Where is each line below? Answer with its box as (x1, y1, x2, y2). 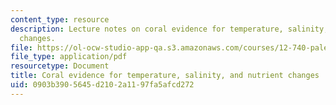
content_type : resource (10, 14, 110, 25)
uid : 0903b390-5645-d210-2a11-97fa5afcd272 (10, 80, 195, 90)
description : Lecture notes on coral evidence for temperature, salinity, (10, 24, 329, 34)
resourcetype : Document (10, 61, 110, 71)
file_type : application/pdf (10, 52, 128, 62)
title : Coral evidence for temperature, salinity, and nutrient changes (10, 71, 320, 81)
